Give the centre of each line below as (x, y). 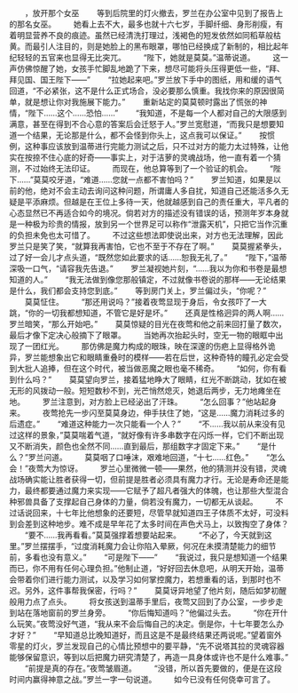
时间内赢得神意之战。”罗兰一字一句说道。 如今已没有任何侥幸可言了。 (142, 679)
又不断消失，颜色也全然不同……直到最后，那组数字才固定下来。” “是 (139, 446)
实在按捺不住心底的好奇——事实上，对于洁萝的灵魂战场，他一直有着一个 (141, 157)
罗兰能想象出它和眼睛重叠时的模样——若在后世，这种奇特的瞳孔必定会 (153, 357)
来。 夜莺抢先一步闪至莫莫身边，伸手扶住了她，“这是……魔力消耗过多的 (147, 413)
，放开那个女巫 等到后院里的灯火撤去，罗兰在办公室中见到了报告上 (154, 13)
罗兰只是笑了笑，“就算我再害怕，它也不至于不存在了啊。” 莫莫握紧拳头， (148, 246)
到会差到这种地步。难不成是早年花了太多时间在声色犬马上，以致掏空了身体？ (149, 524)
